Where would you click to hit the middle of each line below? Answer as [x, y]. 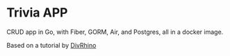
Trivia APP [37, 13]
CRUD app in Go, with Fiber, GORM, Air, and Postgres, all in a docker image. [115, 32]
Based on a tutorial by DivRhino [51, 45]
